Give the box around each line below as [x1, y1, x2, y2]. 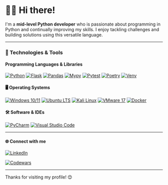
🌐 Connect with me [5, 138, 46, 144]
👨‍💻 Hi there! [5, 5, 55, 16]
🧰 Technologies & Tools [5, 49, 63, 56]
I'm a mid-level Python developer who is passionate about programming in [5, 21, 161, 27]
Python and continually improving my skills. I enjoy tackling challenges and [5, 26, 159, 32]
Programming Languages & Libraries [5, 61, 83, 67]
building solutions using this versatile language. [5, 32, 103, 38]
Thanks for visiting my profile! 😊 [5, 174, 72, 180]
